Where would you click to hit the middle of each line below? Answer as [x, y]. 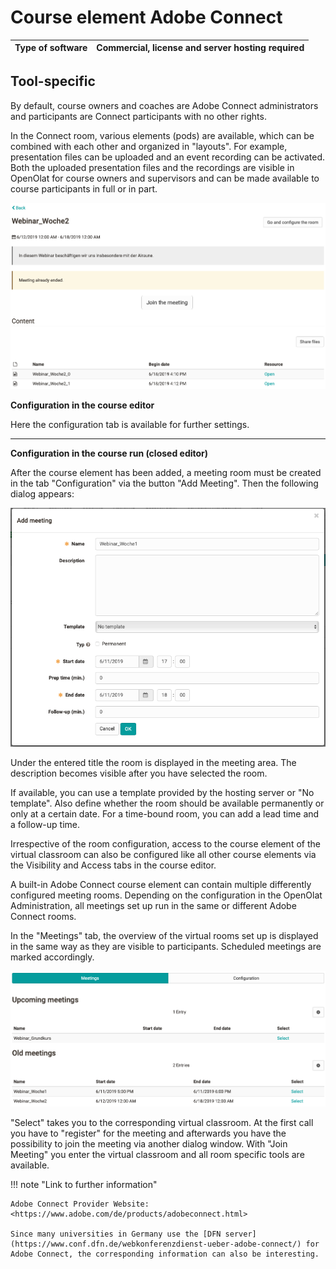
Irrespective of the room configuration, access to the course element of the [165, 844]
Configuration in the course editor [82, 405]
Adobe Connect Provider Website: [80, 1204]
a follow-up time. [45, 825]
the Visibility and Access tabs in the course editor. [113, 865]
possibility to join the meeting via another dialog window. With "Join [149, 1143]
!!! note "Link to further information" [84, 1184]
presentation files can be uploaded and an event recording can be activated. [168, 157]
